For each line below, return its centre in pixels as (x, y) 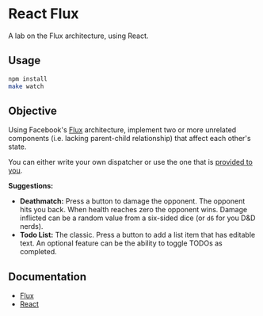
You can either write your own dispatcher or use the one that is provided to (131, 162)
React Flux (44, 14)
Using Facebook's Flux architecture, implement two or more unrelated (122, 130)
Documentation (48, 277)
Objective (33, 110)
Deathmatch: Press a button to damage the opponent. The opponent (132, 201)
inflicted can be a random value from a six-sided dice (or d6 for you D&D (137, 218)
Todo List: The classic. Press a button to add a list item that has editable (137, 235)
